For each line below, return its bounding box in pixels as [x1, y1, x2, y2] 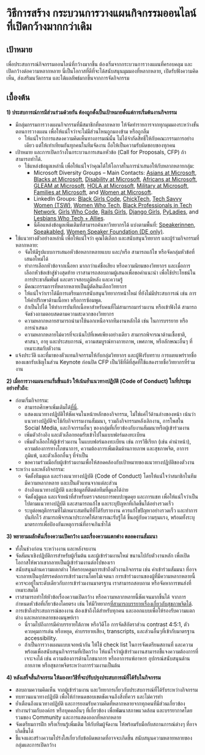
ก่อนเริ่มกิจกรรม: [15, 396, 49, 404]
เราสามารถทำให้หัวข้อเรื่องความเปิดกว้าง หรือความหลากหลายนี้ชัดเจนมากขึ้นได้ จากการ [15, 593, 187, 600]
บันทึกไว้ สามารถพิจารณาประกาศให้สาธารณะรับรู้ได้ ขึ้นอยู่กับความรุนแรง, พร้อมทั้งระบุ [24, 513, 195, 521]
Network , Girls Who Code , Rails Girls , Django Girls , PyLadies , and [33, 208, 199, 215]
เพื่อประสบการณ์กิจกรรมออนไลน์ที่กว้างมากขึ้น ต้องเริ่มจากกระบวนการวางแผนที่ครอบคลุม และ [6, 61, 193, 67]
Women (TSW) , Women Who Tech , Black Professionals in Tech [33, 201, 193, 209]
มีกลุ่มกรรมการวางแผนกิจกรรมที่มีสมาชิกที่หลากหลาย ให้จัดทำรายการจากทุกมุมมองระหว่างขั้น [15, 121, 199, 128]
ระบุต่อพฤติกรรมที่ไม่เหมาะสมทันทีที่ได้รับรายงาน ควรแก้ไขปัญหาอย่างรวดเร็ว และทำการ [24, 507, 198, 514]
